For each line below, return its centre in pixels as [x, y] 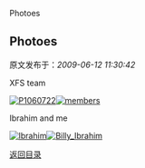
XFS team [28, 83]
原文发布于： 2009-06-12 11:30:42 [72, 64]
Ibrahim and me [39, 118]
